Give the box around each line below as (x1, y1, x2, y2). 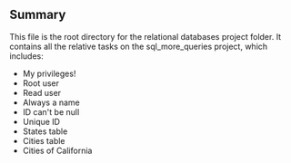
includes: (9, 50, 44, 62)
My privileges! (22, 68, 76, 79)
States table (22, 126, 68, 137)
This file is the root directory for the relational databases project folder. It (9, 31, 282, 42)
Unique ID (22, 116, 61, 127)
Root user (22, 77, 60, 89)
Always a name (22, 97, 80, 108)
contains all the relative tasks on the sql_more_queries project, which (9, 41, 268, 52)
